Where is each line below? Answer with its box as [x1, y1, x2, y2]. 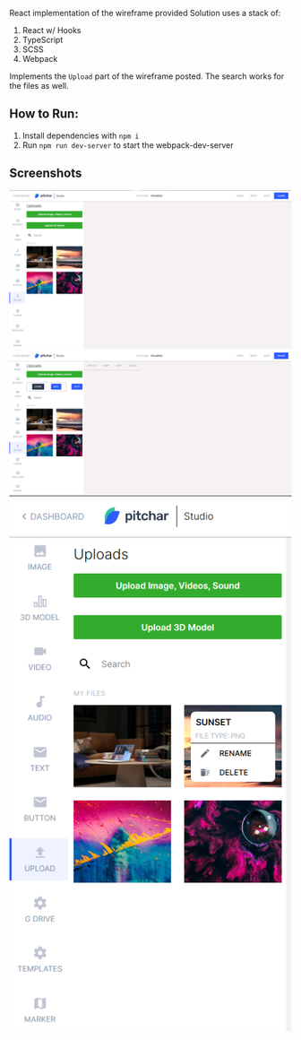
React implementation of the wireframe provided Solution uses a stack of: [9, 8, 281, 18]
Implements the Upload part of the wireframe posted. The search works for [9, 71, 285, 82]
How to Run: [9, 107, 79, 122]
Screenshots [9, 166, 82, 181]
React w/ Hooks [21, 25, 82, 35]
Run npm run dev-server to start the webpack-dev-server [21, 139, 235, 151]
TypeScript [21, 35, 64, 45]
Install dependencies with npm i [21, 130, 140, 141]
